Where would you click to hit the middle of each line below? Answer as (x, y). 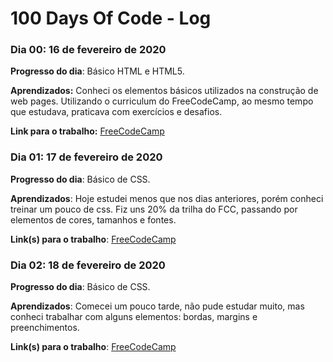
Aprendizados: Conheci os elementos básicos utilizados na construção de (164, 91)
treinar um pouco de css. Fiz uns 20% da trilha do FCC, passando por (154, 209)
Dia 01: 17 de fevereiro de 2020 (86, 157)
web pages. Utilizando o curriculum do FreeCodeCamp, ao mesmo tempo (162, 101)
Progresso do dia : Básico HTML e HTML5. (97, 71)
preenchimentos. (45, 328)
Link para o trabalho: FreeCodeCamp (87, 131)
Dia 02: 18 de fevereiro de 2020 (88, 265)
